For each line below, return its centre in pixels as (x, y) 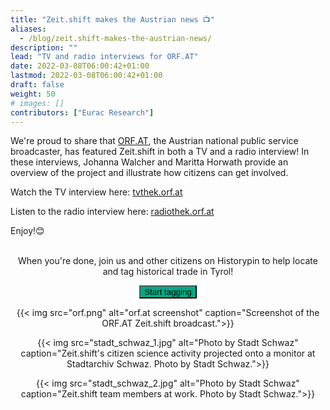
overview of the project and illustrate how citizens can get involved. (149, 173)
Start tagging (168, 292)
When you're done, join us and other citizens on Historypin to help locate (168, 261)
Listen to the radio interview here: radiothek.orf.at (112, 212)
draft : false (37, 85)
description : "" (44, 47)
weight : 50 (33, 94)
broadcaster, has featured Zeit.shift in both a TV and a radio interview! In (160, 152)
